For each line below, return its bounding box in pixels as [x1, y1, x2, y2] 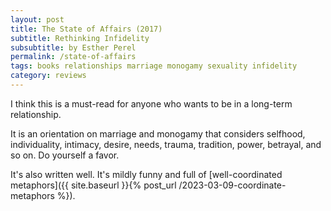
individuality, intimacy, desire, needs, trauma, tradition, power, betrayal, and [10, 138, 322, 150]
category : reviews [10, 71, 87, 81]
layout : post [10, 14, 65, 25]
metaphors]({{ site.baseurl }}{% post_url [10, 179, 177, 191]
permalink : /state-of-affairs [10, 52, 137, 62]
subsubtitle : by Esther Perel [10, 42, 137, 53]
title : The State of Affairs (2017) [10, 24, 163, 34]
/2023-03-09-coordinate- [178, 179, 287, 191]
